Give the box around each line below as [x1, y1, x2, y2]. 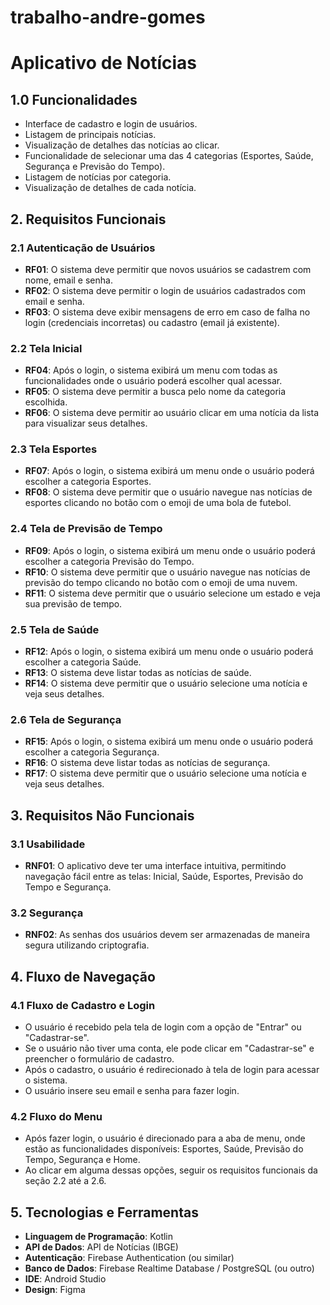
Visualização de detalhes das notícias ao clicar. [24, 139, 220, 151]
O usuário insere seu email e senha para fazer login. [24, 1085, 240, 1097]
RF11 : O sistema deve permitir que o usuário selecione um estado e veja [24, 587, 321, 599]
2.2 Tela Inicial [10, 341, 83, 355]
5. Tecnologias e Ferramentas [10, 1204, 199, 1221]
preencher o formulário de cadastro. [24, 1053, 175, 1065]
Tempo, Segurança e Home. [24, 1154, 141, 1166]
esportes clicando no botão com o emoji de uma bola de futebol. [24, 497, 292, 509]
